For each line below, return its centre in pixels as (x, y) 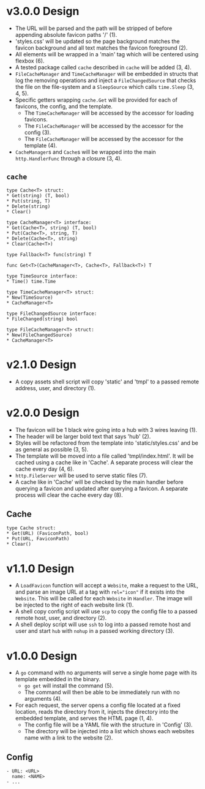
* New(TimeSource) (30, 297)
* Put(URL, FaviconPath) (38, 539)
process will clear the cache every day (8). (69, 495)
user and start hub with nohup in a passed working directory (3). (95, 631)
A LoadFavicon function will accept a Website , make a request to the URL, (107, 586)
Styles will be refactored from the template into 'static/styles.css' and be (107, 443)
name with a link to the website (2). (69, 738)
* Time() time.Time (31, 281)
